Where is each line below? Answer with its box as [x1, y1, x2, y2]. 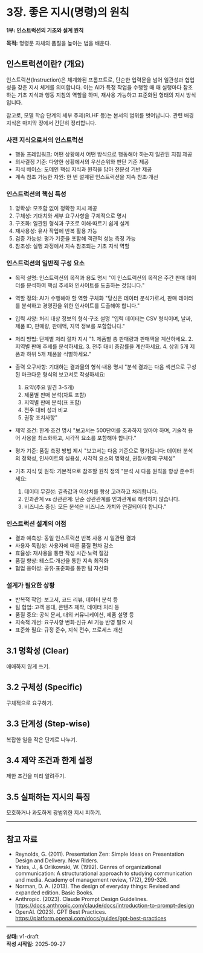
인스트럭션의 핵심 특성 [6, 190, 66, 198]
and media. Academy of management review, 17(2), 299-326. [14, 876, 168, 884]
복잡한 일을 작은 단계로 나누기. [6, 735, 77, 743]
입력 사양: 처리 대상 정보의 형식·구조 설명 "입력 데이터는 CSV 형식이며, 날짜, [14, 315, 193, 322]
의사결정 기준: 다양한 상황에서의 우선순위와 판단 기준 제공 [14, 158, 149, 166]
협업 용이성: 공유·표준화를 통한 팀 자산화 [14, 564, 109, 572]
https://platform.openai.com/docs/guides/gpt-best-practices [14, 915, 167, 922]
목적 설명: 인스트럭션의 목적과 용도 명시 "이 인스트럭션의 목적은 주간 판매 [14, 274, 185, 281]
